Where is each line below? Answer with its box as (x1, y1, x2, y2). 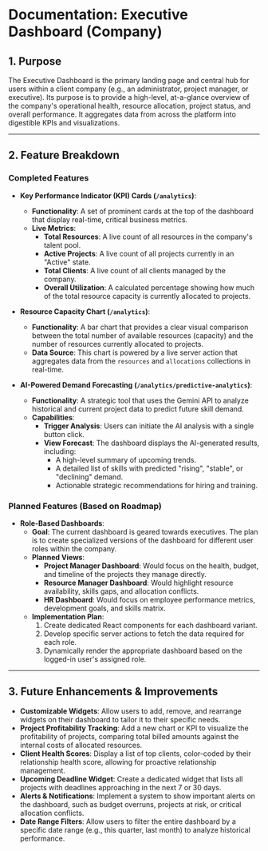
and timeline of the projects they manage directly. (43, 569, 207, 579)
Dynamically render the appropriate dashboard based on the (43, 646, 243, 655)
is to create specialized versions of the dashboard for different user (31, 535, 254, 545)
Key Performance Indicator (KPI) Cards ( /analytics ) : (19, 190, 197, 201)
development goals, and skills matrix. (43, 603, 166, 613)
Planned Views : (31, 552, 85, 562)
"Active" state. (43, 257, 91, 267)
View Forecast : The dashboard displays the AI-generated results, (43, 438, 260, 447)
